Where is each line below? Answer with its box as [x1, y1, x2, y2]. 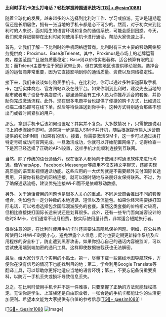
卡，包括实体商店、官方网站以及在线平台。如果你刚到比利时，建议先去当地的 [5, 86, 161, 91]
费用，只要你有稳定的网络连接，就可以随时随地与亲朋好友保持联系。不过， [5, 175, 157, 180]
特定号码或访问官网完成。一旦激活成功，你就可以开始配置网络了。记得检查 [5, 139, 157, 145]
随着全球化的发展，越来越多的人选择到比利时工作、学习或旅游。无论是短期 [5, 15, 157, 21]
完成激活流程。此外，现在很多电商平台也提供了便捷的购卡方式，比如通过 [13, 98, 161, 104]
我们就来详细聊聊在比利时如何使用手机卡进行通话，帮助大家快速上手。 [5, 34, 148, 39]
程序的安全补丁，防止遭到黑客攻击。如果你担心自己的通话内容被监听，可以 [9, 239, 161, 244]
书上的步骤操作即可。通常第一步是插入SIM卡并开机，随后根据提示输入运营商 [5, 127, 161, 133]
